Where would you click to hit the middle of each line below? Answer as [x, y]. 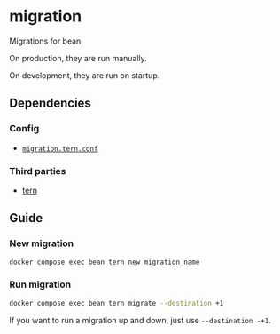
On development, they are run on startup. [85, 75]
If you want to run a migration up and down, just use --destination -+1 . [140, 320]
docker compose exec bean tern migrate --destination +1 [117, 303]
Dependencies [50, 103]
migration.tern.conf [60, 148]
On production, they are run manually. [78, 58]
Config [24, 129]
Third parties [38, 171]
